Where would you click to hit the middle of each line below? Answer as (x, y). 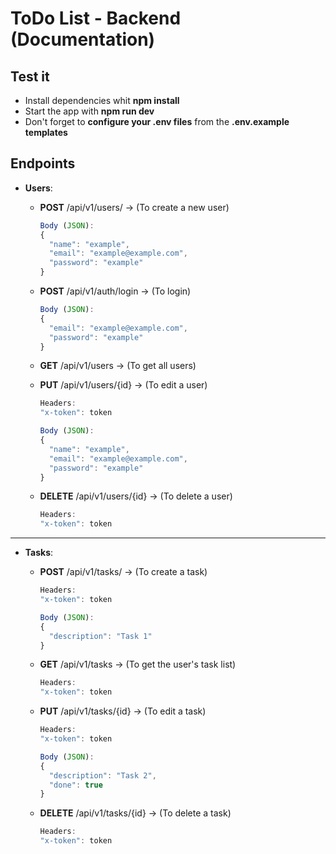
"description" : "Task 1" (100, 636)
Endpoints (43, 163)
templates (46, 132)
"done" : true (75, 785)
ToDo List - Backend (96, 18)
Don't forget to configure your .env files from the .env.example (157, 121)
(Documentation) (83, 39)
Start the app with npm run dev (89, 111)
